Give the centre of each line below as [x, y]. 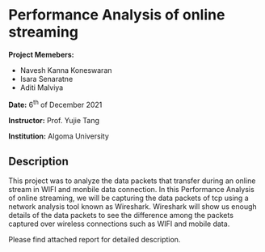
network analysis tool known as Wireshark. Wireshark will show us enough [132, 207]
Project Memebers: [41, 54]
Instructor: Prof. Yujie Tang [54, 120]
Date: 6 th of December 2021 [55, 104]
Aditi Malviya [42, 88]
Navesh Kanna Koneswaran [66, 70]
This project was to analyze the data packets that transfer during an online [132, 181]
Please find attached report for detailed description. [95, 240]
